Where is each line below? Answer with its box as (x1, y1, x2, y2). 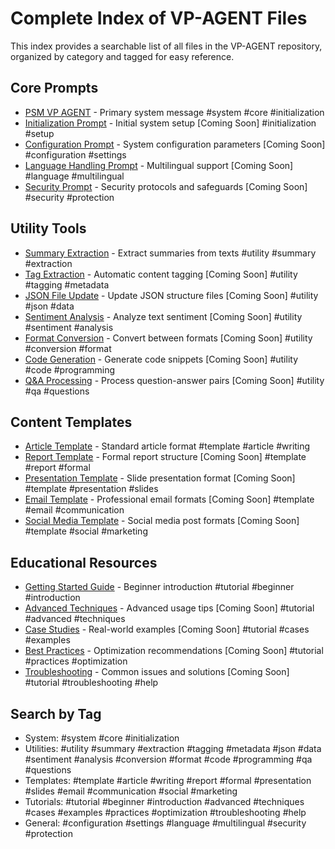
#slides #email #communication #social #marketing (24, 785, 238, 797)
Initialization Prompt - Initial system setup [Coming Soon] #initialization (24, 117, 317, 129)
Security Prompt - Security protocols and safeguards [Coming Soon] (24, 180, 308, 192)
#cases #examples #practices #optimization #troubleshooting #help (24, 807, 307, 818)
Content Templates (10, 413, 133, 431)
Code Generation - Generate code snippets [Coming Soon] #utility (24, 353, 299, 365)
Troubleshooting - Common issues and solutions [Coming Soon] (24, 666, 290, 678)
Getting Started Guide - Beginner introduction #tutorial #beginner (24, 581, 295, 593)
